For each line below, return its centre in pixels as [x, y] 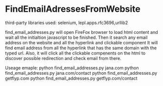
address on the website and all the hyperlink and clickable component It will [81, 42]
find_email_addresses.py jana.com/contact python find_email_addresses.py [81, 73]
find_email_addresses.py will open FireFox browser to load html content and [81, 32]
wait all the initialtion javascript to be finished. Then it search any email [76, 37]
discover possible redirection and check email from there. [63, 58]
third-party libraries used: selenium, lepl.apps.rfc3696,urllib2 [67, 23]
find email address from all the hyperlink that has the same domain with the [81, 48]
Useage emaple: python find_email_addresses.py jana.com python [72, 68]
